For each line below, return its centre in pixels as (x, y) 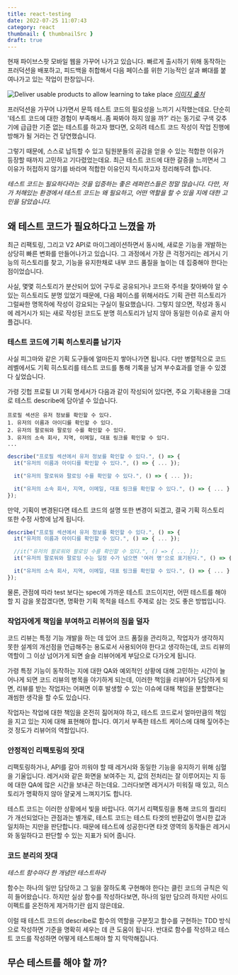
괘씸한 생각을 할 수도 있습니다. (49, 697)
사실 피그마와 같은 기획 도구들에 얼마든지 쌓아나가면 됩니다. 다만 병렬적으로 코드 (117, 359)
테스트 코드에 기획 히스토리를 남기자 (64, 342)
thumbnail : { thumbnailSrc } (50, 34)
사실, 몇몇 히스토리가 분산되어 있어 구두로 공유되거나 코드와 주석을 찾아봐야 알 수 (118, 286)
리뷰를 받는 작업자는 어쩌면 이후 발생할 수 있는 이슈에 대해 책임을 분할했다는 (120, 689)
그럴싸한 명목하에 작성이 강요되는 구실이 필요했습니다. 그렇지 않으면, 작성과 (110, 304)
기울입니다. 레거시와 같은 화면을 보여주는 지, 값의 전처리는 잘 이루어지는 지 (117, 776)
